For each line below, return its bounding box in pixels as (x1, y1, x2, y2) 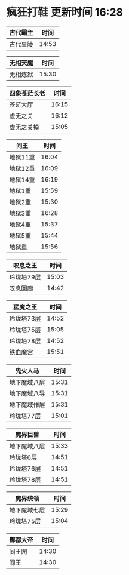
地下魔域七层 (9, 506, 46, 514)
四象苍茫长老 (9, 89, 46, 97)
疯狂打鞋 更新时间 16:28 (6, 5, 124, 19)
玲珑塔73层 (9, 314, 41, 322)
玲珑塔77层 (9, 411, 41, 420)
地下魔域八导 (9, 389, 46, 398)
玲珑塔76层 (9, 464, 41, 472)
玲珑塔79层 (9, 273, 41, 281)
